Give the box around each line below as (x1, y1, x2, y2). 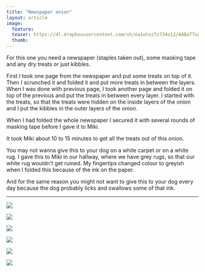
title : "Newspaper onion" (6, 9, 72, 15)
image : (6, 20, 23, 26)
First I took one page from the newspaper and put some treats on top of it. (6, 73, 193, 79)
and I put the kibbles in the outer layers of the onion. (6, 105, 138, 112)
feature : (12, 26, 34, 32)
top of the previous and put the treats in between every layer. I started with (6, 92, 194, 99)
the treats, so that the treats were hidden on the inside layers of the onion (6, 98, 191, 106)
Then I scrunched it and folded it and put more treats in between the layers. (6, 79, 196, 86)
